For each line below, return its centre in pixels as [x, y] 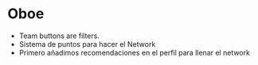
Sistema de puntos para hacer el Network [87, 44]
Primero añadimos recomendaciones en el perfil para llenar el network [134, 52]
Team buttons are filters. [59, 36]
